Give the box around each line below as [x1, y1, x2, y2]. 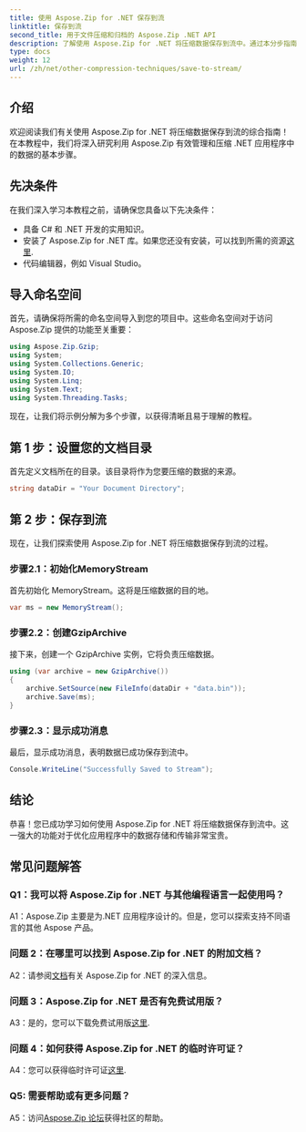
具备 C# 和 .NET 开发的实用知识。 [22, 223, 149, 234]
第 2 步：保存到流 [9, 511, 107, 527]
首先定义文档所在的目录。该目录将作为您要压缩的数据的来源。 [9, 466, 241, 477]
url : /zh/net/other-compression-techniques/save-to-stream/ [9, 65, 243, 74]
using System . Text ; [9, 385, 84, 394]
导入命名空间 [9, 286, 82, 302]
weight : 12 [9, 56, 51, 65]
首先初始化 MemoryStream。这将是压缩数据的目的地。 [9, 585, 214, 596]
